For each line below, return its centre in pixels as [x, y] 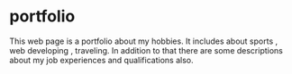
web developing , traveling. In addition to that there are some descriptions [146, 50]
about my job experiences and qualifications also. [101, 60]
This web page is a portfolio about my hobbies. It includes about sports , [144, 41]
